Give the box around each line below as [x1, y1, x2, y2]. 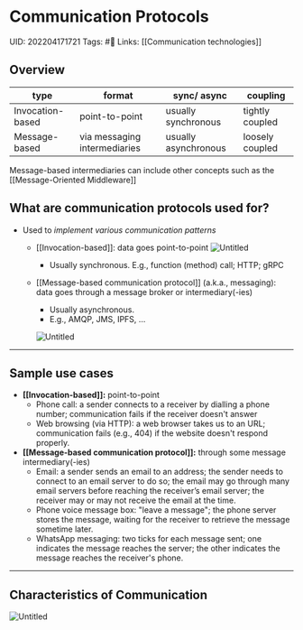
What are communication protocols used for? [9, 200, 270, 216]
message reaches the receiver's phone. [35, 552, 184, 563]
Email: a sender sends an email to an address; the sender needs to [35, 467, 284, 477]
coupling [246, 88, 286, 101]
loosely [243, 130, 274, 143]
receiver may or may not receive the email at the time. [35, 495, 236, 506]
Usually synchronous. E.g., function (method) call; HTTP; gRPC [49, 259, 284, 270]
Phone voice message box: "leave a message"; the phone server [35, 505, 277, 515]
